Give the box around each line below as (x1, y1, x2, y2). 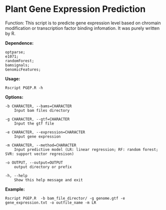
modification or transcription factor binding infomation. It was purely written (5, 25, 160, 31)
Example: (5, 186, 25, 192)
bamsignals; (5, 63, 30, 68)
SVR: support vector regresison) (5, 151, 74, 156)
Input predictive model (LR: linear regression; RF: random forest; (14, 147, 159, 152)
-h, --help (5, 173, 28, 178)
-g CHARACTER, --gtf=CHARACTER (5, 117, 70, 122)
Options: (5, 94, 24, 100)
